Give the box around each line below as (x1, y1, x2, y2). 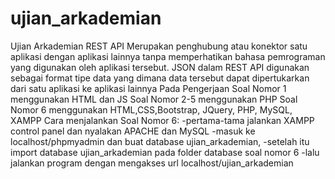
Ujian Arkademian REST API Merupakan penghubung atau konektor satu (10, 40, 308, 52)
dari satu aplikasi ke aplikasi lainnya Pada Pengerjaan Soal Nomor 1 (10, 82, 287, 94)
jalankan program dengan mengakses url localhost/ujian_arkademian (10, 157, 294, 169)
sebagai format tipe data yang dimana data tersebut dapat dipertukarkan (10, 72, 310, 84)
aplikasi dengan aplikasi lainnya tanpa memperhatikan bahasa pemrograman (10, 50, 326, 62)
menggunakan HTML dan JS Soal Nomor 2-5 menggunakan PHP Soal (10, 93, 298, 105)
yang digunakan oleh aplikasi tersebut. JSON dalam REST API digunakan (10, 61, 310, 73)
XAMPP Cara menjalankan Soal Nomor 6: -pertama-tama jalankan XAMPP (10, 114, 315, 126)
